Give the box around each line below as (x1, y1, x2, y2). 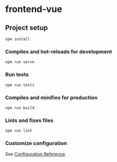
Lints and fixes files (5, 116, 54, 123)
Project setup (5, 23, 48, 32)
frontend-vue (5, 3, 62, 15)
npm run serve (5, 59, 35, 64)
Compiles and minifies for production (5, 94, 97, 101)
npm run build (5, 105, 35, 110)
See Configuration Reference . (5, 151, 66, 157)
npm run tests (5, 82, 35, 87)
